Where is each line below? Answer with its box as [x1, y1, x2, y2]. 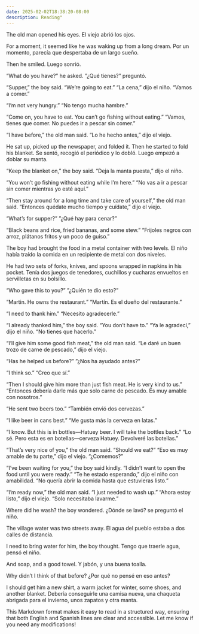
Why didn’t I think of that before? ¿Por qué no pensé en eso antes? [6, 572, 170, 579]
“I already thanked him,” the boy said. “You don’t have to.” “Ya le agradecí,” [6, 321, 191, 328]
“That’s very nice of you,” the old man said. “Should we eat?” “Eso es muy [6, 446, 188, 453]
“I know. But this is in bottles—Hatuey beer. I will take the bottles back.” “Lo [6, 428, 191, 435]
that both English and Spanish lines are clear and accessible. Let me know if [6, 614, 194, 621]
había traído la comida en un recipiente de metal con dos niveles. [6, 250, 167, 258]
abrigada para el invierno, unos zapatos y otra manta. [6, 596, 138, 603]
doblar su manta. [6, 155, 48, 162]
